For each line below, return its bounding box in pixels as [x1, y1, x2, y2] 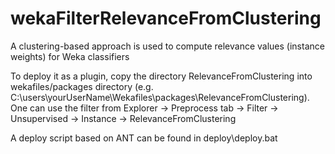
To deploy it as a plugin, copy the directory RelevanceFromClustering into [10, 70, 313, 82]
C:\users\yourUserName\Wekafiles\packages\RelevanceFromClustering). [10, 91, 310, 103]
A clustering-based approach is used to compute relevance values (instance [10, 40, 325, 52]
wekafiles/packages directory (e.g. [10, 80, 154, 92]
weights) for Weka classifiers [10, 50, 130, 62]
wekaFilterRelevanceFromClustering [10, 7, 322, 30]
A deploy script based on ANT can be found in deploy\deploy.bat [10, 132, 278, 144]
